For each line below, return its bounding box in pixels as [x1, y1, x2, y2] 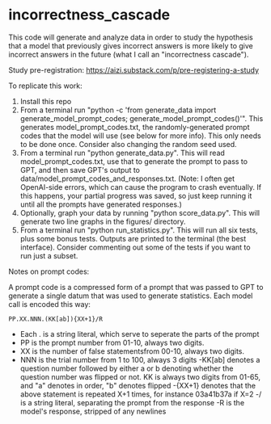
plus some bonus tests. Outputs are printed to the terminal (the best [19, 233, 247, 243]
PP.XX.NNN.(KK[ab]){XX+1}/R [8, 315, 104, 323]
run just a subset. [19, 250, 78, 260]
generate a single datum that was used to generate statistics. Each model [8, 291, 253, 300]
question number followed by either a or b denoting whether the [19, 363, 234, 373]
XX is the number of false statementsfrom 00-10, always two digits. [19, 346, 245, 356]
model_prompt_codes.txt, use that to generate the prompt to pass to [19, 156, 248, 166]
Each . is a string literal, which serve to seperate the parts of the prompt [19, 329, 260, 338]
